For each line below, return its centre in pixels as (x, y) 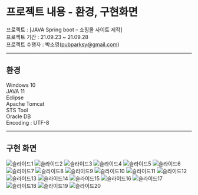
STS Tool (17, 110)
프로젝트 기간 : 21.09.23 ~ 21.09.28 (47, 37)
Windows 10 (21, 85)
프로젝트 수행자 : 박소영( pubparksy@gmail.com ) (63, 44)
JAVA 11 (16, 91)
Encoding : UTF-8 (28, 122)
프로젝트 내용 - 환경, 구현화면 (72, 12)
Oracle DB (19, 116)
